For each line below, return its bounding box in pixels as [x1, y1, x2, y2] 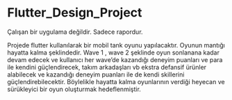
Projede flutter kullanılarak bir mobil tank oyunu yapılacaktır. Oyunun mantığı [7, 41, 226, 49]
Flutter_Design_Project [7, 5, 142, 21]
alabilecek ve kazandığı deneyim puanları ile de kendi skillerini [7, 70, 185, 79]
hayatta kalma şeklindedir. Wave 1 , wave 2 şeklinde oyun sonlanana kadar [7, 48, 220, 57]
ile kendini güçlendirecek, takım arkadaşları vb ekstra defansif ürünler [7, 63, 207, 71]
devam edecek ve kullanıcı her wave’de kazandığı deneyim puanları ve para [7, 55, 223, 63]
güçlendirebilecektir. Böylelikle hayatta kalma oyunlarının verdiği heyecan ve [7, 77, 225, 86]
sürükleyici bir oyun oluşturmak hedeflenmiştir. [7, 85, 141, 93]
